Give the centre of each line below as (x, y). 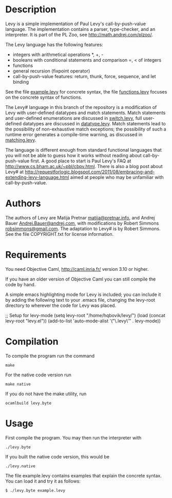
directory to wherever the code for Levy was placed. (61, 305)
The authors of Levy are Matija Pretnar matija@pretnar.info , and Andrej (80, 217)
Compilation (32, 342)
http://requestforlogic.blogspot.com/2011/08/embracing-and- (90, 172)
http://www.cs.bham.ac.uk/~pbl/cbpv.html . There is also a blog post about (84, 166)
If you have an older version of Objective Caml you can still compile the (81, 279)
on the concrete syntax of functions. (44, 97)
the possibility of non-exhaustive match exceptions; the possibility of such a (86, 129)
